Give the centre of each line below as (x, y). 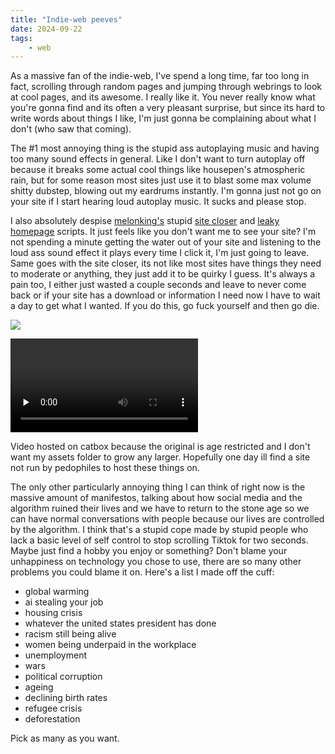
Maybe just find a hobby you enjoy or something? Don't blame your (149, 551)
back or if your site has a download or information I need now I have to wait (165, 295)
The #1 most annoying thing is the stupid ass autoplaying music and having (165, 148)
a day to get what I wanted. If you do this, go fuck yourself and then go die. (165, 306)
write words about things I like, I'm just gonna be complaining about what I (163, 118)
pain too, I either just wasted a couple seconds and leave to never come (158, 285)
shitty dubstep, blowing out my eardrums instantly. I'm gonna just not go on (166, 191)
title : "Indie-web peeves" (66, 19)
